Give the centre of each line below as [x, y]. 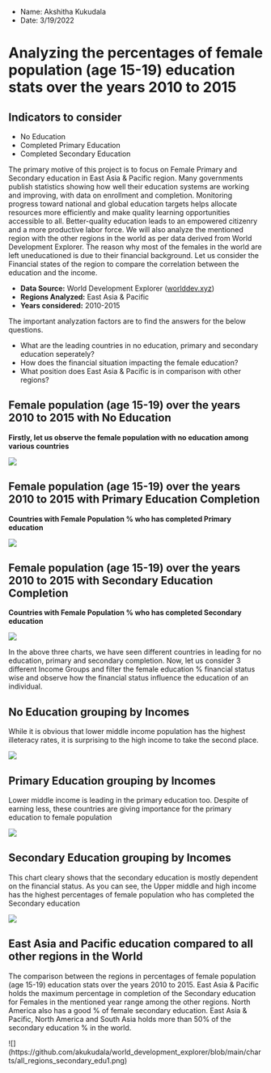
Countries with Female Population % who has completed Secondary [125, 613]
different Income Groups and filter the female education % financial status [132, 669]
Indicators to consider [65, 117]
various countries [39, 446]
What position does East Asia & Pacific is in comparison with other [130, 371]
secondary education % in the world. [70, 1028]
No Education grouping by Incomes [99, 712]
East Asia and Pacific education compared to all [131, 944]
